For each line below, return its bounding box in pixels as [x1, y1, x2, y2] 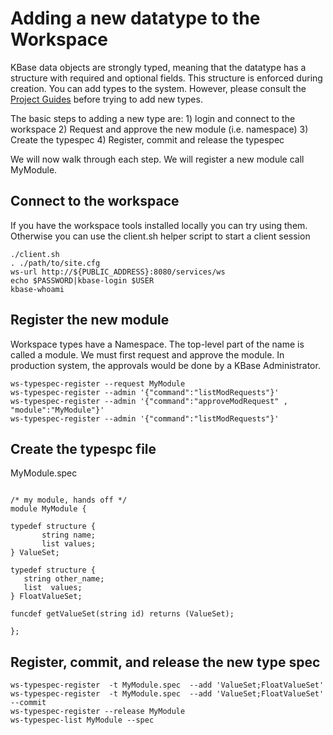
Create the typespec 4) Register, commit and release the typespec [10, 133, 285, 146]
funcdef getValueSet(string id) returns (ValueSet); [10, 609, 235, 619]
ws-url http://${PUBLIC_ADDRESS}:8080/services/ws [10, 267, 226, 277]
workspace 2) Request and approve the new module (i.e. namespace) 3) [10, 123, 309, 135]
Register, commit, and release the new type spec [10, 653, 321, 671]
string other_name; [23, 574, 105, 584]
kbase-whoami [10, 284, 65, 294]
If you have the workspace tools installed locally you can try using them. [10, 219, 308, 231]
